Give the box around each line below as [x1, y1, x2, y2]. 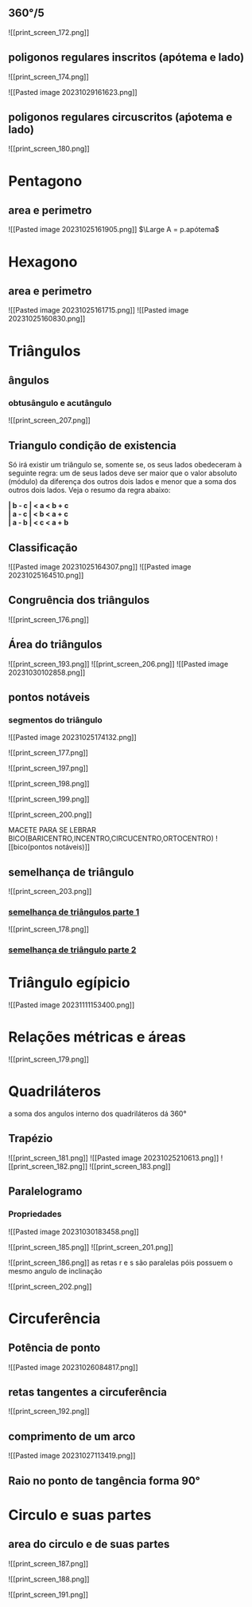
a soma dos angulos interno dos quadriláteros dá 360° [8, 1109, 187, 1119]
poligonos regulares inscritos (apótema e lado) [8, 51, 245, 65]
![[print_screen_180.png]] [8, 144, 90, 154]
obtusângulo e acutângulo [8, 397, 112, 408]
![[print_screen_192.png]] [8, 1407, 90, 1416]
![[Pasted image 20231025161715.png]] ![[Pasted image [8, 305, 189, 315]
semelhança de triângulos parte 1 [8, 906, 140, 917]
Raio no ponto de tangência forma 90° [8, 1474, 200, 1487]
